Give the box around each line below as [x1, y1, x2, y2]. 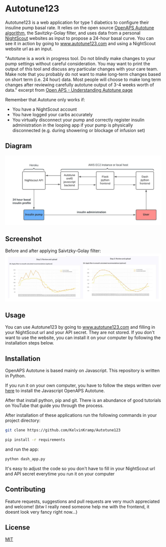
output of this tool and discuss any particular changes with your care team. [5, 66, 159, 72]
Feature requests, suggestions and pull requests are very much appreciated [5, 498, 160, 504]
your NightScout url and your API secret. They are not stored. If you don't [5, 330, 155, 336]
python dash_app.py [5, 456, 46, 462]
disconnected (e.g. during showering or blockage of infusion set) [12, 127, 145, 133]
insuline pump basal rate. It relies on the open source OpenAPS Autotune [5, 24, 155, 30]
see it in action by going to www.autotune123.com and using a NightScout [5, 40, 156, 46]
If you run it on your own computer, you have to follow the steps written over [5, 383, 161, 389]
